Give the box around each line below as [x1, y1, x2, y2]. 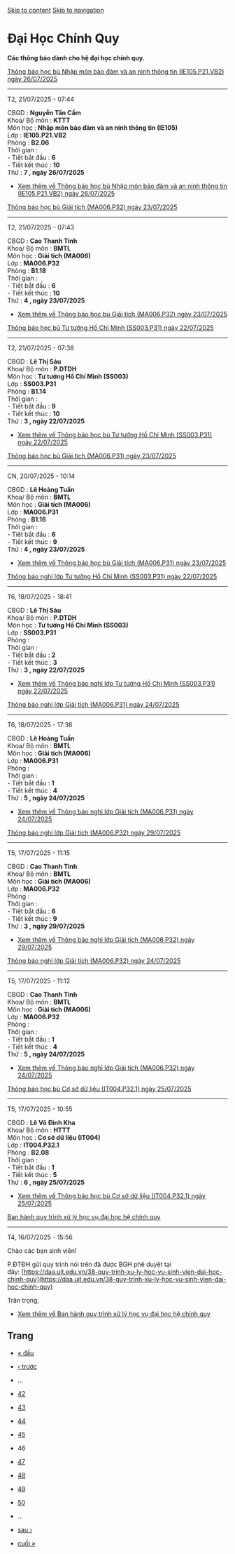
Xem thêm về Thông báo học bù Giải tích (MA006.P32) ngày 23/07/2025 [17, 310, 228, 318]
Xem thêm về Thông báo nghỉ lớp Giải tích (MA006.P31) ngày [17, 807, 194, 816]
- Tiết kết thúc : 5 [7, 1170, 57, 1178]
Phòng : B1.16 [7, 515, 47, 524]
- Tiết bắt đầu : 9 [7, 401, 56, 410]
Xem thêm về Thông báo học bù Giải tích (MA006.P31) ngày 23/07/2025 [17, 558, 227, 567]
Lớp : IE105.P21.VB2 [7, 131, 66, 139]
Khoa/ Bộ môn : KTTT [7, 116, 71, 124]
